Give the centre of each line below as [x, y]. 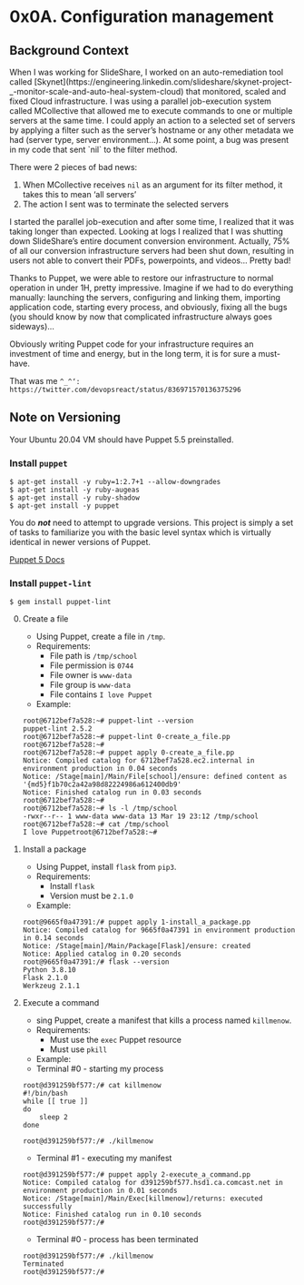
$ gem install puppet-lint [60, 602]
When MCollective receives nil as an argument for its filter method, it [152, 185]
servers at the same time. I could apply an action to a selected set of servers [152, 121]
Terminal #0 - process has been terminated [117, 1239]
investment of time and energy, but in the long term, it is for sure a [133, 354]
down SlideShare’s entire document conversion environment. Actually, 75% [150, 241]
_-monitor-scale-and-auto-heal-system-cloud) [97, 91]
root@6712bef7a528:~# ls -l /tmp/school [100, 809]
